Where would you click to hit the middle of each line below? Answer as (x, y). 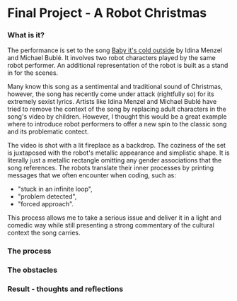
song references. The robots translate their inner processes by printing (111, 168)
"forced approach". (46, 204)
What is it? (26, 35)
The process (29, 251)
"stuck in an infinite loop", (55, 189)
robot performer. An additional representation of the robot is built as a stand (118, 66)
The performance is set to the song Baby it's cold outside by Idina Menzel (115, 50)
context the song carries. (44, 233)
